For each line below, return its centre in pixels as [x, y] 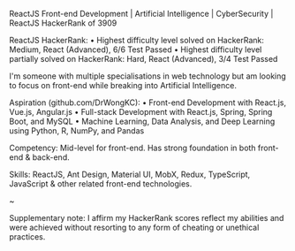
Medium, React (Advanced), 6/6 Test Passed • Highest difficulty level [136, 49]
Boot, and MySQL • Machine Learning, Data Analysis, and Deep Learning [142, 121]
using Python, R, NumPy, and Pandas [77, 131]
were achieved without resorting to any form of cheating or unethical [134, 227]
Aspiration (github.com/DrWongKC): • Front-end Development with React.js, [148, 103]
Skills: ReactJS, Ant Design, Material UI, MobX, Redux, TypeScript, [130, 174]
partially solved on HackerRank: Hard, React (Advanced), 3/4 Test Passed [144, 59]
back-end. [51, 157]
